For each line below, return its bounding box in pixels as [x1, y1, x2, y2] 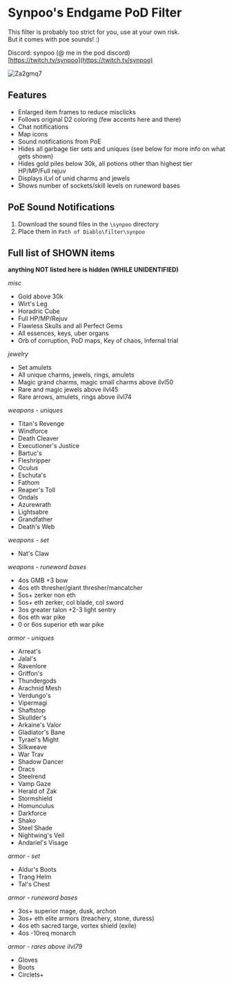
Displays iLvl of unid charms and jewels [17, 174, 130, 182]
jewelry [8, 350, 29, 358]
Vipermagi [17, 699, 48, 707]
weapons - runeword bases [8, 563, 87, 571]
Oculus [17, 464, 39, 472]
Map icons [17, 129, 48, 138]
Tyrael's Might [17, 735, 59, 744]
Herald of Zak [17, 787, 57, 796]
